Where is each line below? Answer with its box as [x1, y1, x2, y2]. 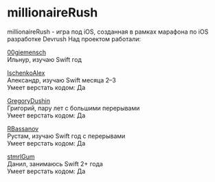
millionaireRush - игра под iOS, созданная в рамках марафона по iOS [7, 27, 209, 36]
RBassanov [7, 124, 39, 133]
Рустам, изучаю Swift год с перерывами [7, 132, 126, 140]
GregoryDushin [7, 96, 50, 104]
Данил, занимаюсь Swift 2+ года [7, 159, 103, 168]
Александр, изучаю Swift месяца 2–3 [7, 76, 117, 84]
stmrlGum [7, 152, 36, 161]
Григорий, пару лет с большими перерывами [7, 104, 140, 112]
